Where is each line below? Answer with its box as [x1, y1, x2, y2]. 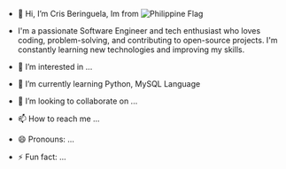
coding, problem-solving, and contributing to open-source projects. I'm [17, 35, 278, 45]
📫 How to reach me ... [17, 113, 100, 124]
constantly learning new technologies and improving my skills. [17, 44, 245, 55]
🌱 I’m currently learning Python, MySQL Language [17, 79, 201, 88]
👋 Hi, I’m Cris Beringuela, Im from [17, 9, 139, 19]
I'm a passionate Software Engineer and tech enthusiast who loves [17, 26, 261, 35]
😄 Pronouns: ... [17, 134, 75, 144]
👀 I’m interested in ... [17, 62, 93, 72]
